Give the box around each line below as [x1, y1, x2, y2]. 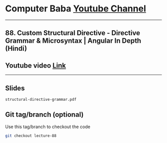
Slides [5, 84, 25, 92]
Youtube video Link [5, 61, 66, 70]
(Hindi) [5, 44, 27, 53]
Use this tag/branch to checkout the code [5, 124, 90, 130]
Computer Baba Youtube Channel [5, 3, 146, 14]
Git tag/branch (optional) [5, 110, 84, 119]
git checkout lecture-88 [5, 133, 57, 138]
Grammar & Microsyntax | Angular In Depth [5, 37, 142, 45]
